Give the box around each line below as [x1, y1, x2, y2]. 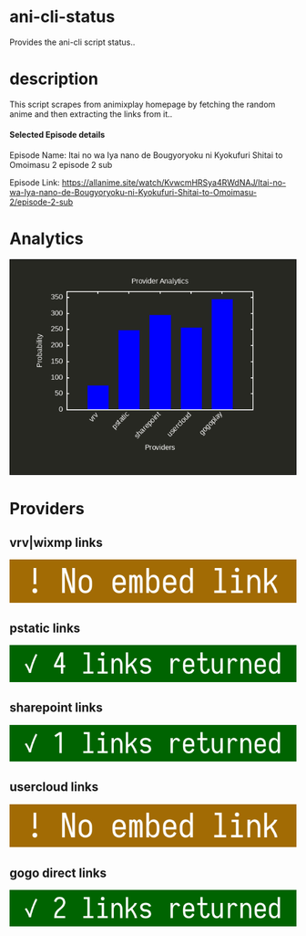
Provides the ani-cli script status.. [9, 37, 136, 47]
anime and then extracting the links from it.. [9, 108, 173, 120]
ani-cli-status [9, 6, 116, 27]
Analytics [9, 228, 84, 249]
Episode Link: [9, 177, 61, 188]
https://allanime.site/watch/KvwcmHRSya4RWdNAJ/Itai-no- [62, 177, 287, 188]
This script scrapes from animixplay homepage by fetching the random [9, 99, 276, 110]
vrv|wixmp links [9, 534, 103, 550]
